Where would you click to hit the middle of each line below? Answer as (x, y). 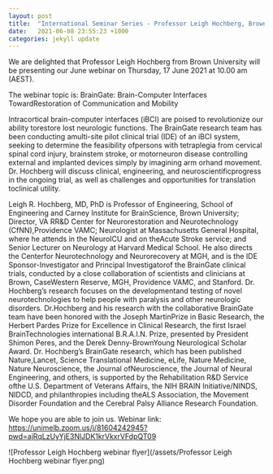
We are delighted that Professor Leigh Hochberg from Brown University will (134, 62)
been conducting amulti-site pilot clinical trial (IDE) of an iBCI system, (124, 137)
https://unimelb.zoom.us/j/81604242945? (78, 428)
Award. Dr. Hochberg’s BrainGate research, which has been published (125, 352)
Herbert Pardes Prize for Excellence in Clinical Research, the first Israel (127, 326)
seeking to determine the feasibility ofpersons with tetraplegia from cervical (135, 145)
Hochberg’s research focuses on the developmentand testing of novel (125, 291)
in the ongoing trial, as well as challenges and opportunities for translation (132, 180)
